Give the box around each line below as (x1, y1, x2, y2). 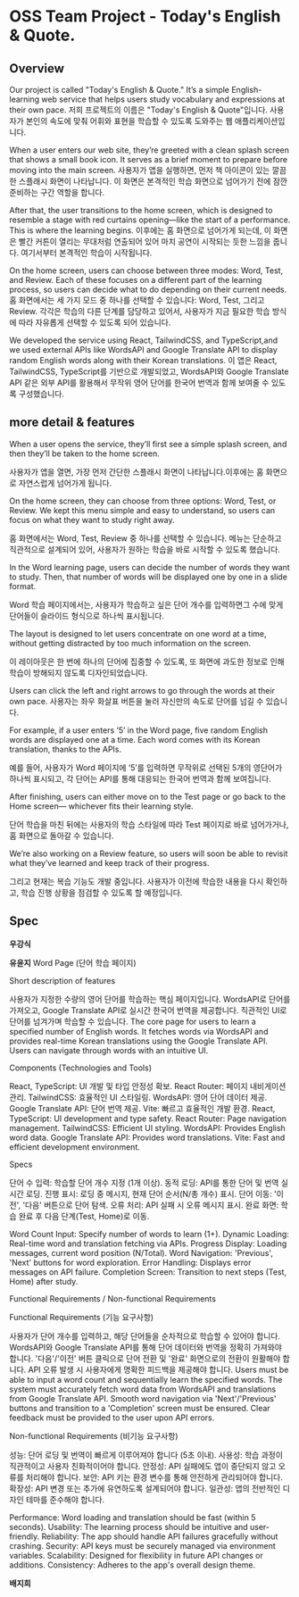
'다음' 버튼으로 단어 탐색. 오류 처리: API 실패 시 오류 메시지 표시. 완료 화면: (21, 1199, 279, 1210)
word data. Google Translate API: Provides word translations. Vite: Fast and (9, 1132, 286, 1143)
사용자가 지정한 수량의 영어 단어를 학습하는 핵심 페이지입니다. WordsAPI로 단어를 (9, 994, 291, 1004)
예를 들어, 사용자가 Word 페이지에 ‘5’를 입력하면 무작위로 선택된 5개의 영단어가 (9, 761, 283, 773)
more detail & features (9, 415, 136, 430)
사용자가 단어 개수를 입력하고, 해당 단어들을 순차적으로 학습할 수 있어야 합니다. (9, 1330, 281, 1341)
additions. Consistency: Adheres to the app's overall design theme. (9, 1560, 256, 1570)
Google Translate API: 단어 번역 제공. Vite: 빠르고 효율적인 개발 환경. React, (9, 1102, 276, 1113)
